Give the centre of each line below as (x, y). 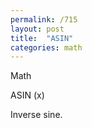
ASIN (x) (27, 95)
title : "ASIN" (42, 38)
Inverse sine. (36, 115)
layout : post (37, 29)
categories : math (46, 47)
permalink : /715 (44, 19)
